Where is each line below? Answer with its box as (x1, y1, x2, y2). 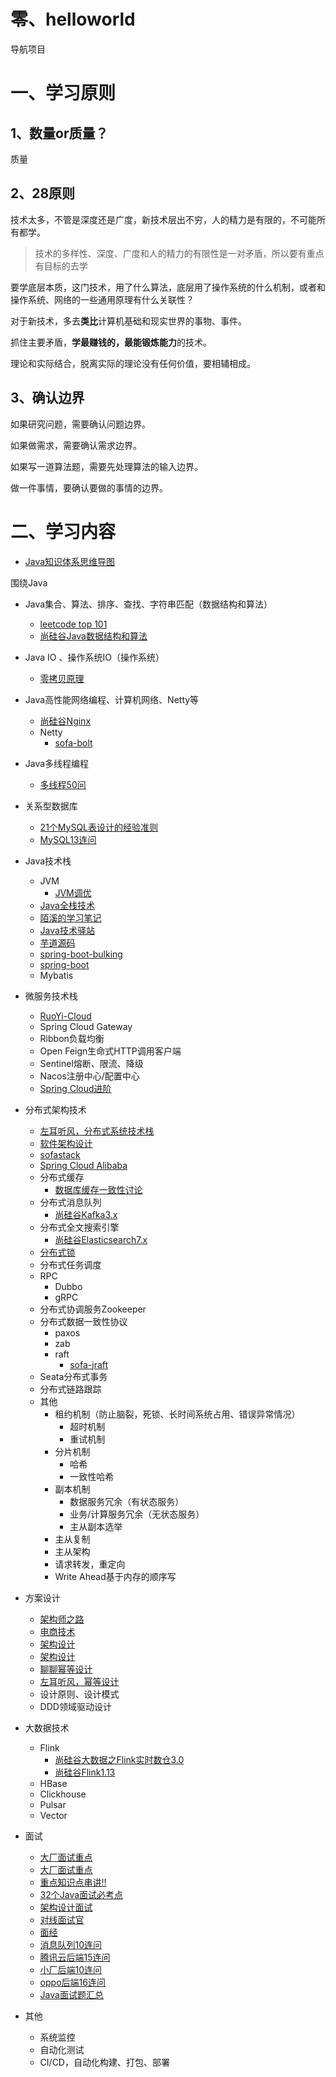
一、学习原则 (10, 82, 117, 105)
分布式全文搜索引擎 (39, 1221, 120, 1233)
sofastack (39, 1148, 81, 1160)
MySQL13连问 (39, 833, 97, 845)
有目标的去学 (34, 260, 88, 272)
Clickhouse (39, 1788, 87, 1800)
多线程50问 (39, 778, 87, 790)
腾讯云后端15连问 (39, 1951, 111, 1963)
